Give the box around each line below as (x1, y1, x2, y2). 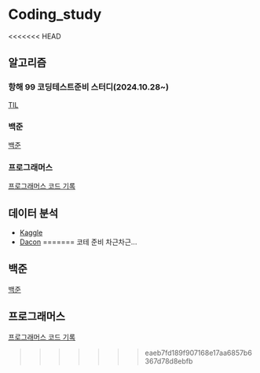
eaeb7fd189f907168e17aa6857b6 (145, 348, 253, 357)
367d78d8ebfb (145, 356, 193, 366)
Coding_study (8, 5, 102, 24)
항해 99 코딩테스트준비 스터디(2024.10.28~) (8, 82, 169, 93)
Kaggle (19, 228, 43, 237)
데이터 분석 (8, 207, 59, 220)
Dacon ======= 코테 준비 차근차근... (19, 237, 137, 247)
